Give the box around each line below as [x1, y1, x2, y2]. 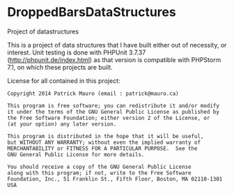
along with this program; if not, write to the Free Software [7, 169, 192, 177]
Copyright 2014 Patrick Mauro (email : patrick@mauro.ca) [7, 90, 179, 97]
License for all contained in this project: [7, 76, 120, 84]
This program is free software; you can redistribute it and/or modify [7, 102, 219, 109]
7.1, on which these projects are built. [7, 63, 113, 71]
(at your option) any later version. [7, 120, 117, 128]
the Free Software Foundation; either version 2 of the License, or [7, 114, 210, 121]
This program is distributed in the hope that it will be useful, [7, 133, 204, 140]
